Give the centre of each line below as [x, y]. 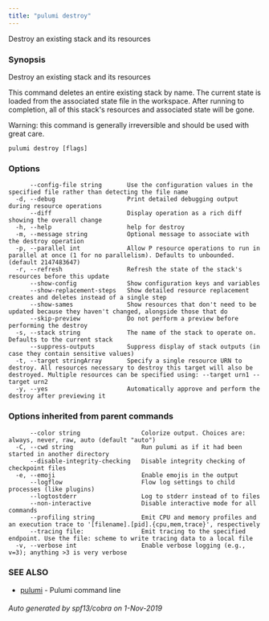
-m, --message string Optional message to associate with [132, 235]
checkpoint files [37, 468]
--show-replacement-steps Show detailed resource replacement [139, 291]
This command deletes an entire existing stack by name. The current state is [135, 92]
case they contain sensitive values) [71, 354]
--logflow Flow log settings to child [132, 482]
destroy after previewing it [57, 396]
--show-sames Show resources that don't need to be [143, 305]
